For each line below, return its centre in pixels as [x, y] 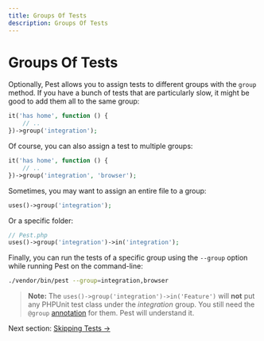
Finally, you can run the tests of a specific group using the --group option [128, 258]
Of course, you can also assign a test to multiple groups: [101, 146]
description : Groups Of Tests [58, 23]
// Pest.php [28, 235]
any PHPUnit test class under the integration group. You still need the [141, 304]
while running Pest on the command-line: [76, 266]
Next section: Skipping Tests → [60, 328]
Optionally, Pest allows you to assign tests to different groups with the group [132, 84]
